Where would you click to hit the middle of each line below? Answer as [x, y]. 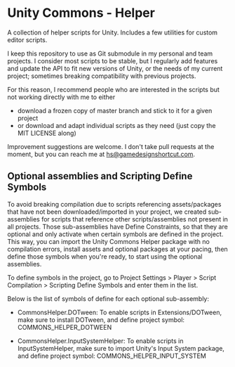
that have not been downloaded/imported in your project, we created [107, 212]
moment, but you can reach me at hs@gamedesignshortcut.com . [101, 154]
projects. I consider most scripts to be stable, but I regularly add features [113, 60]
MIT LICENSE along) [47, 133]
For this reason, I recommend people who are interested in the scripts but [113, 89]
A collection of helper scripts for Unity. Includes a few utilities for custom [113, 32]
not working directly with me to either [61, 97]
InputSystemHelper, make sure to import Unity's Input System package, [121, 348]
